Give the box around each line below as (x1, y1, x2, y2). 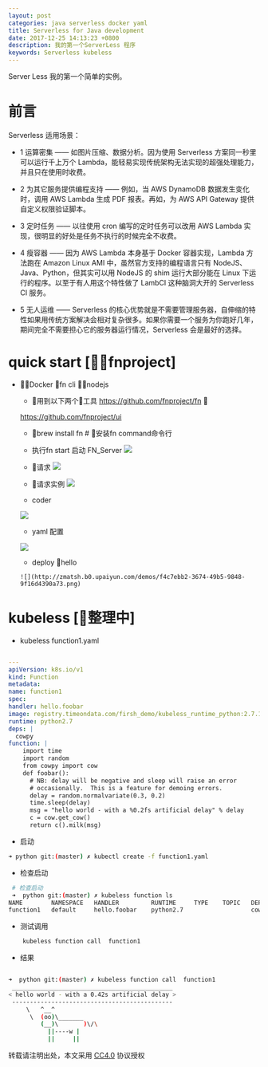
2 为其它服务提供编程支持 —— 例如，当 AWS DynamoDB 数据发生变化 (19, 184, 250, 194)
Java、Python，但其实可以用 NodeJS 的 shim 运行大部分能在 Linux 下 (19, 268, 250, 278)
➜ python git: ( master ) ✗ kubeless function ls (11, 891, 173, 900)
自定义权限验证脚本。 (19, 204, 90, 214)
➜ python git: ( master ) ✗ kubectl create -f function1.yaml (8, 852, 209, 860)
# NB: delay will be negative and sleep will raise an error (29, 777, 238, 785)
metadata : (8, 680, 41, 688)
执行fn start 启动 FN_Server (31, 445, 122, 455)
